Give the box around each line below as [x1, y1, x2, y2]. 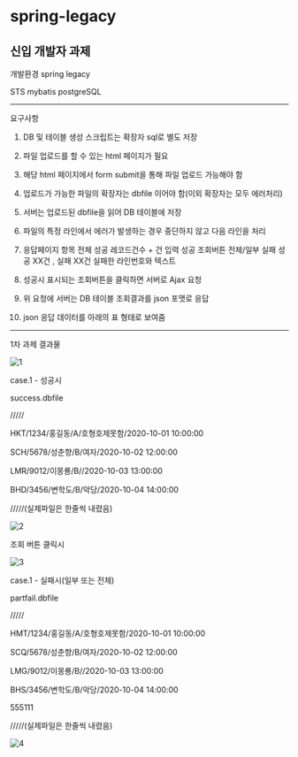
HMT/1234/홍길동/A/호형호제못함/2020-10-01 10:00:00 [10, 628, 206, 638]
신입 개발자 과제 [10, 43, 91, 58]
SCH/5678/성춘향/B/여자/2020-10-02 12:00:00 [10, 447, 178, 457]
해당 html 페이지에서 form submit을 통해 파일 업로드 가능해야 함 [22, 170, 243, 180]
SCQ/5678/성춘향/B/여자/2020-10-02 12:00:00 [10, 647, 178, 657]
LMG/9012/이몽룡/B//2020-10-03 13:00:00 [10, 666, 164, 676]
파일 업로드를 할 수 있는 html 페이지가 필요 [22, 150, 169, 161]
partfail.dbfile [10, 593, 59, 603]
